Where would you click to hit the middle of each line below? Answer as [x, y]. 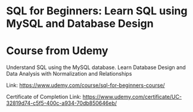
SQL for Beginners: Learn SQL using [97, 11]
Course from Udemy [57, 51]
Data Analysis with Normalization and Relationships [69, 74]
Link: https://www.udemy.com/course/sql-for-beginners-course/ [85, 85]
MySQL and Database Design [80, 24]
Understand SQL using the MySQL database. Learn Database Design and [96, 67]
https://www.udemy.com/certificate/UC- [132, 97]
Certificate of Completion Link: [44, 97]
